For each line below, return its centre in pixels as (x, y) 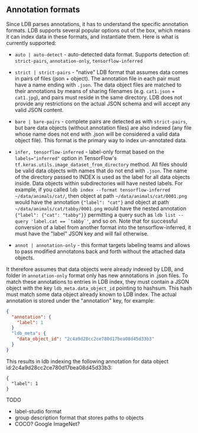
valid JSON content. (39, 110)
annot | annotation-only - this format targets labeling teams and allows (102, 245)
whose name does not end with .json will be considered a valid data (97, 134)
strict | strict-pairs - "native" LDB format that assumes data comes (101, 72)
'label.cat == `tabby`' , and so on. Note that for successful (104, 221)
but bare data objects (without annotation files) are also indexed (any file (103, 127)
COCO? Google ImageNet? (47, 424)
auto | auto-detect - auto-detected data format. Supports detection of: (102, 54)
